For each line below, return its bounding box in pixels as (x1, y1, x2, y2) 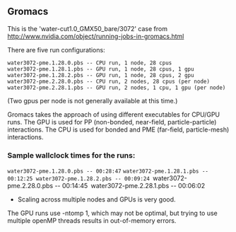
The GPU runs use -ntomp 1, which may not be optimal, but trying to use (7, 209, 218, 218)
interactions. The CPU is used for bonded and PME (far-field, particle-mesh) (7, 125, 230, 134)
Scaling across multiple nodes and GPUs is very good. (17, 195, 176, 204)
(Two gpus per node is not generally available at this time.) (7, 96, 178, 105)
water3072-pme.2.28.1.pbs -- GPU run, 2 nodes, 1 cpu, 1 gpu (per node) (7, 84, 226, 91)
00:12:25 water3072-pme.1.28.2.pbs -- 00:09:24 (7, 175, 151, 182)
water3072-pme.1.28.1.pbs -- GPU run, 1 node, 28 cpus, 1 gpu (7, 65, 194, 73)
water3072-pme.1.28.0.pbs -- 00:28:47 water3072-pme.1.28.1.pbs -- (7, 168, 208, 175)
